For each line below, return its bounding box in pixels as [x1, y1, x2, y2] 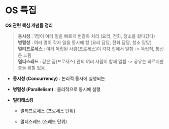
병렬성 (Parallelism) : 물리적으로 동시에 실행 [12, 86, 100, 92]
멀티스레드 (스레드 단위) [20, 118, 67, 124]
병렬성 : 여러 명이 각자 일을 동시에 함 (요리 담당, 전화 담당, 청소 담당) [17, 39, 152, 46]
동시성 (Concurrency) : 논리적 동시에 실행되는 [12, 75, 106, 81]
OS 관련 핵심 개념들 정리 [5, 22, 53, 28]
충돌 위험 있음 [17, 64, 45, 71]
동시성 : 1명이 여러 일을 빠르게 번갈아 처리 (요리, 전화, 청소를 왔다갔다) [17, 33, 155, 39]
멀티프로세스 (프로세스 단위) [20, 107, 76, 114]
